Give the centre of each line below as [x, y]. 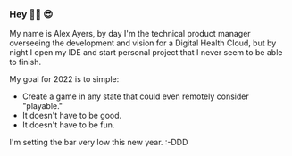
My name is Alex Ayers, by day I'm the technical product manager [130, 34]
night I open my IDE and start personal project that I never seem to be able [146, 53]
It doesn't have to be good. [72, 116]
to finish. [25, 62]
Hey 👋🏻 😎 [31, 14]
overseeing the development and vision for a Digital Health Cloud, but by [143, 43]
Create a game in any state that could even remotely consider [135, 96]
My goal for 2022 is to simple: [64, 79]
